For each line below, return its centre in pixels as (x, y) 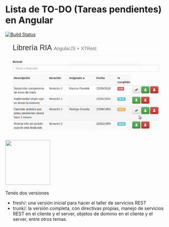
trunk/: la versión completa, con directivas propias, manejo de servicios (88, 208)
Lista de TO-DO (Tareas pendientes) (83, 9)
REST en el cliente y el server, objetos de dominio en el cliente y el (83, 214)
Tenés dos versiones (27, 193)
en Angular (29, 20)
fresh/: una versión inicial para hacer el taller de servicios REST (80, 202)
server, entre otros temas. (40, 219)
